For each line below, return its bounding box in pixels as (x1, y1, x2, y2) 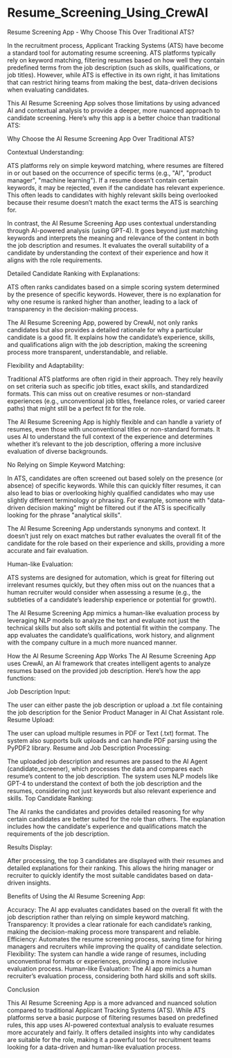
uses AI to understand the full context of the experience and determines (7, 432, 213, 441)
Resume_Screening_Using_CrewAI (7, 5, 209, 21)
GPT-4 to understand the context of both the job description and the (7, 779, 202, 787)
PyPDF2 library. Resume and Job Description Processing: (7, 744, 171, 752)
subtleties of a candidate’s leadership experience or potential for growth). (7, 595, 217, 604)
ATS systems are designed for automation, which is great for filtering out (7, 573, 215, 581)
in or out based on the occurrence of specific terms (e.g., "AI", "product (7, 169, 212, 177)
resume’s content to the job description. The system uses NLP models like (7, 771, 218, 780)
